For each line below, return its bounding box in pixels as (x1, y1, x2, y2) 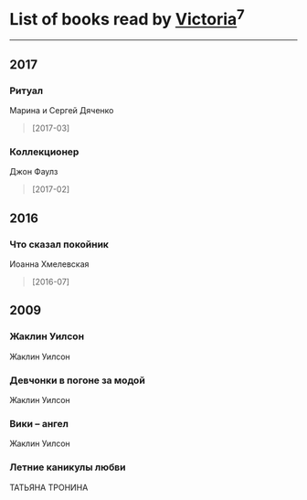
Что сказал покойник (9, 238, 110, 250)
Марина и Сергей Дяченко (9, 104, 114, 115)
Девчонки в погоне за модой (9, 374, 146, 387)
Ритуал (9, 84, 44, 97)
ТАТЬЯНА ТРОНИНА (9, 482, 89, 493)
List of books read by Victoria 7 (9, 5, 245, 30)
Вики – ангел (9, 417, 69, 430)
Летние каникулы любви (9, 461, 126, 473)
